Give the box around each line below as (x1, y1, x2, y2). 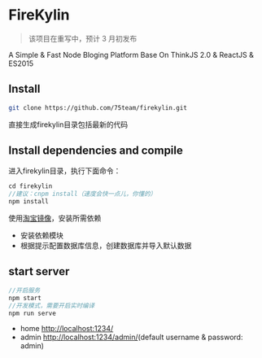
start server (8, 264, 70, 278)
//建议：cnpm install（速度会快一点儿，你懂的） (8, 190, 157, 199)
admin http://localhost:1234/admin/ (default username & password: (20, 332, 243, 343)
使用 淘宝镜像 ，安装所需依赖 (8, 213, 102, 223)
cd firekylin (8, 182, 53, 190)
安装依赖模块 (20, 230, 63, 241)
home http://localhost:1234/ (20, 324, 114, 334)
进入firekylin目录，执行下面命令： (8, 166, 121, 176)
